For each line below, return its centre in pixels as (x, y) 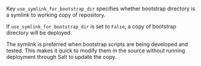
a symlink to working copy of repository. (56, 15)
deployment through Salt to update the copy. (61, 57)
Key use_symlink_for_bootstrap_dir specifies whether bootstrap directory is (101, 9)
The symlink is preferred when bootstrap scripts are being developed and (97, 44)
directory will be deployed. (39, 33)
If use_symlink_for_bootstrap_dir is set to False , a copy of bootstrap (91, 26)
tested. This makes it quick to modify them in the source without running (96, 51)
